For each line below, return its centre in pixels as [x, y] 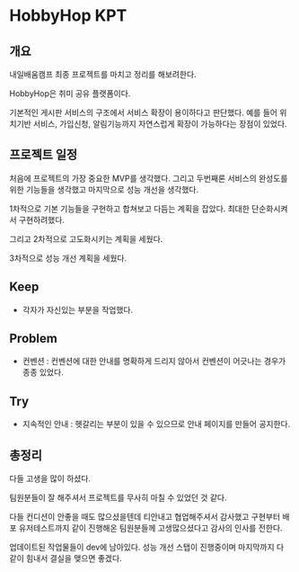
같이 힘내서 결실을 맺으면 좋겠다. [66, 559]
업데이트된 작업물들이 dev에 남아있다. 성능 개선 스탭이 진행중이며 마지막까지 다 [147, 547]
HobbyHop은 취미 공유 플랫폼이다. [70, 94]
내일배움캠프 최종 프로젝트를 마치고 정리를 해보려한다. [103, 74]
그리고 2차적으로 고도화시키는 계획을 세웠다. [86, 238]
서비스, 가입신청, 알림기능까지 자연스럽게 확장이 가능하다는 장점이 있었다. [160, 124]
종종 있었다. [43, 372]
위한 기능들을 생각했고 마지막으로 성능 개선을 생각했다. [104, 189]
